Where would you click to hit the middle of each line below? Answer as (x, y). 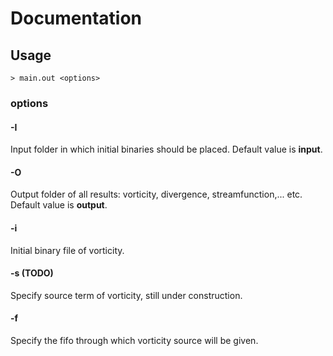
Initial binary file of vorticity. (67, 250)
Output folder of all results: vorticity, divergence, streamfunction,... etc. (156, 194)
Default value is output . (59, 205)
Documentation (76, 18)
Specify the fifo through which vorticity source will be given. (134, 340)
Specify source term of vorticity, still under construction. (126, 295)
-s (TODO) (32, 273)
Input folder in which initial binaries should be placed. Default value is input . (166, 149)
